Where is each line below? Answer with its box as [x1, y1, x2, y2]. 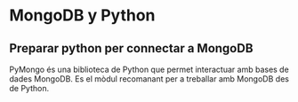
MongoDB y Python [9, 5, 156, 26]
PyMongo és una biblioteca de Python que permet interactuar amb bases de [9, 64, 289, 75]
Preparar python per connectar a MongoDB [9, 41, 254, 56]
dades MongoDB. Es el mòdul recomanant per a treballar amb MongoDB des [9, 74, 289, 84]
